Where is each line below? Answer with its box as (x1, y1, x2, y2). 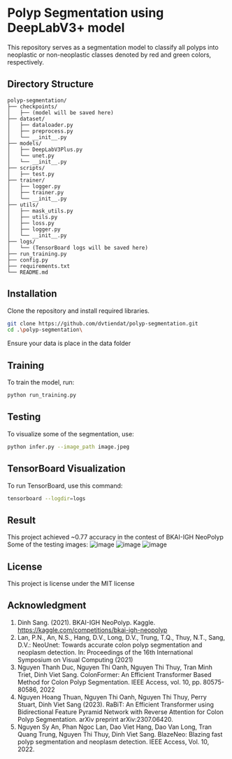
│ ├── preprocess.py (7, 128, 73, 135)
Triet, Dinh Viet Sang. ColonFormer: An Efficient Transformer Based (17, 670, 212, 678)
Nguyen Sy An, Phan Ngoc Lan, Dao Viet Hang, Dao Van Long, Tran (17, 723, 212, 731)
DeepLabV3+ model (7, 20, 125, 36)
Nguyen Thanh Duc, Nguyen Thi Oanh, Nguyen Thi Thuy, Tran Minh (17, 663, 213, 671)
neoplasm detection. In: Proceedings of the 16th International (17, 647, 194, 657)
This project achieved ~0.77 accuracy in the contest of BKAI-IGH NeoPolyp (7, 533, 224, 542)
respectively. (7, 58, 44, 66)
